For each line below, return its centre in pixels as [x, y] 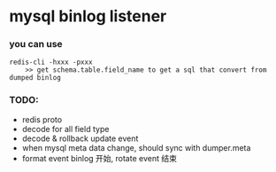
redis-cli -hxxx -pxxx [51, 63]
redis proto [42, 119]
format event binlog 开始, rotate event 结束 [99, 158]
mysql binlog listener [88, 16]
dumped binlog [35, 78]
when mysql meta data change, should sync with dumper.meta [136, 147]
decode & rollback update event [80, 138]
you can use [36, 44]
